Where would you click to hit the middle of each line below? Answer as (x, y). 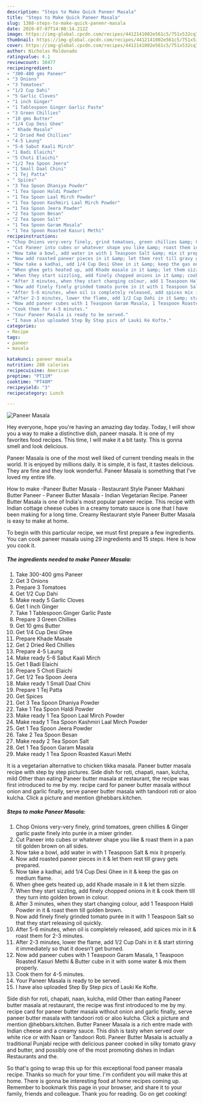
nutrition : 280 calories (38, 365)
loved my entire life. (31, 477)
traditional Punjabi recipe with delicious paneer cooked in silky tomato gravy (101, 1044)
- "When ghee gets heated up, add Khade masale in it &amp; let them (96, 270)
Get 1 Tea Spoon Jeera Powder (54, 728)
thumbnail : (20, 40)
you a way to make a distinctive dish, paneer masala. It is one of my (91, 434)
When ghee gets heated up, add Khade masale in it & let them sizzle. (101, 885)
